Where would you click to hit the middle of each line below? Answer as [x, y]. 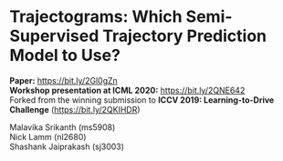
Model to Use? [65, 55]
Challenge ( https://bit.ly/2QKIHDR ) [75, 109]
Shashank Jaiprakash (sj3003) [67, 146]
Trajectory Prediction [184, 36]
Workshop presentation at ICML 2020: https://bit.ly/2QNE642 [127, 90]
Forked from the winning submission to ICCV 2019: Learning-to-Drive [142, 100]
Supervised [54, 36]
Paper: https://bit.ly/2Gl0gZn [64, 80]
